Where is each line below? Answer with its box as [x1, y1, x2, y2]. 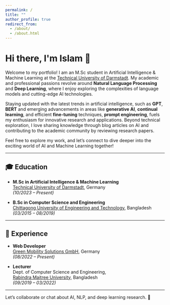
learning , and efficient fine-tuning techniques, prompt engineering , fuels [5, 111, 160, 117]
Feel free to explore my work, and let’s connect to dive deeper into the [5, 137, 152, 143]
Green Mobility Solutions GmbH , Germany [12, 248, 100, 254]
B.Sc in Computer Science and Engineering [12, 199, 105, 205]
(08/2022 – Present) [12, 253, 55, 259]
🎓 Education [5, 163, 48, 171]
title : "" [5, 12, 26, 17]
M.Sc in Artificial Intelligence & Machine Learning [12, 179, 119, 185]
